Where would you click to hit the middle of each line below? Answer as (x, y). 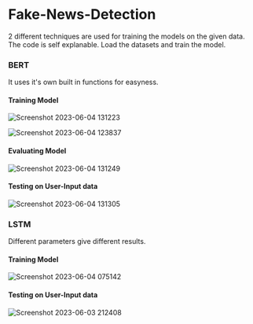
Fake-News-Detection (82, 15)
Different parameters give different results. (77, 241)
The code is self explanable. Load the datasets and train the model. (117, 44)
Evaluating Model (37, 151)
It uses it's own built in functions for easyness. (83, 82)
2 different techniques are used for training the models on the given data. (126, 36)
